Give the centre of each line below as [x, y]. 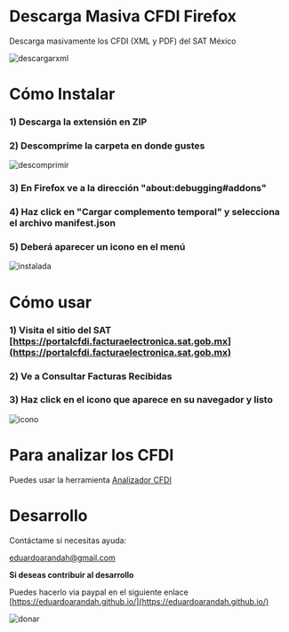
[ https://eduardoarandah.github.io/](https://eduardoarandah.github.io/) [139, 601]
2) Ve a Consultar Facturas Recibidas [91, 376]
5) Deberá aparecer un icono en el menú [97, 247]
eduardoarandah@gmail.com [62, 557]
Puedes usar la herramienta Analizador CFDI [90, 480]
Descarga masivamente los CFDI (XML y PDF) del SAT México [123, 41]
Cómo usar [51, 302]
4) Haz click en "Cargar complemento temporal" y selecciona [144, 212]
